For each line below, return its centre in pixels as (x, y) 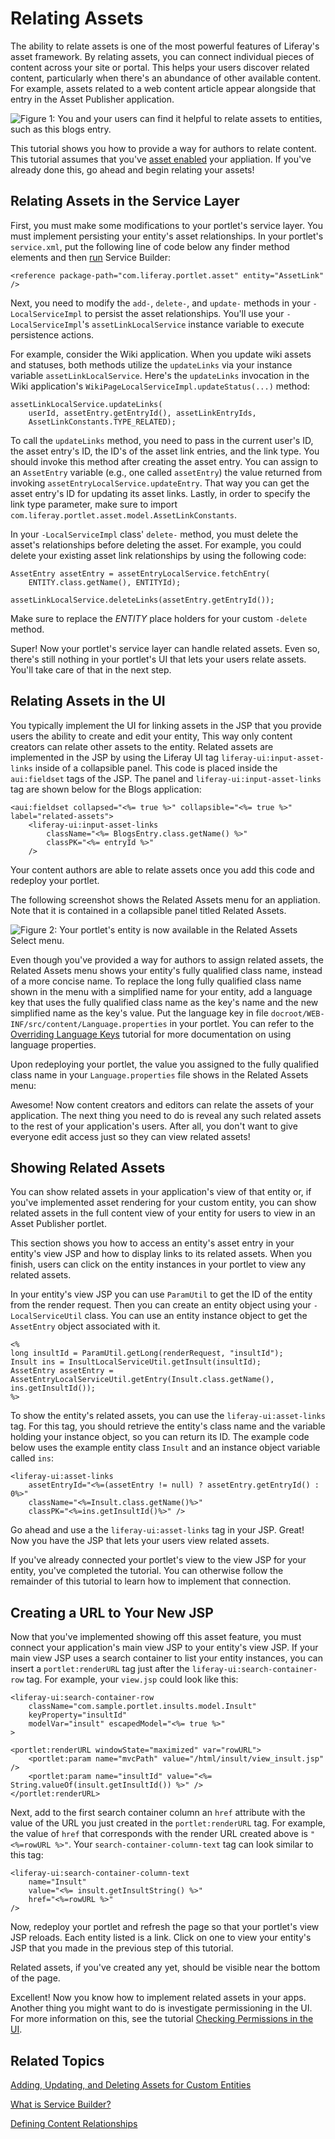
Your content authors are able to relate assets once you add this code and (162, 869)
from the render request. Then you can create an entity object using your (161, 1305)
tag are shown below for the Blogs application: (106, 789)
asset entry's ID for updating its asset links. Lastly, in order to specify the (160, 493)
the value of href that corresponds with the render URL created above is (159, 1834)
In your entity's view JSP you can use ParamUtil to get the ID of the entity (161, 1294)
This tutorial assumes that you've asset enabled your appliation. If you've (161, 159)
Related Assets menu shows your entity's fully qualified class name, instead (166, 970)
